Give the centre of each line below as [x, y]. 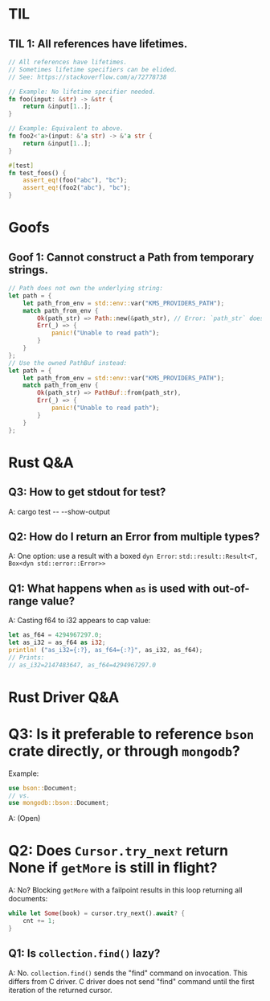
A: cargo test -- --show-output [59, 511]
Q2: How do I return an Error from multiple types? [134, 537]
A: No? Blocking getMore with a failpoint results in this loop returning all [125, 890]
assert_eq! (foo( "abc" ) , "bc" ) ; [75, 181]
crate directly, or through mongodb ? [125, 751]
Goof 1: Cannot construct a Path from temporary [131, 257]
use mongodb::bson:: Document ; [59, 803]
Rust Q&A [41, 462]
